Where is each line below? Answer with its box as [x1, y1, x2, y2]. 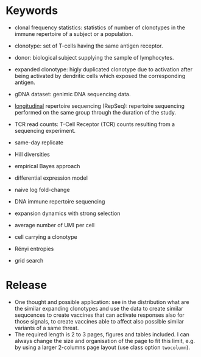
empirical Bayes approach [14, 162, 80, 169]
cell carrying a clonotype [14, 233, 77, 241]
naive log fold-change [14, 186, 71, 193]
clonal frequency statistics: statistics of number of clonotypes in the [14, 24, 186, 31]
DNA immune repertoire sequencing [14, 197, 105, 205]
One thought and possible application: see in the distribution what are [14, 298, 189, 305]
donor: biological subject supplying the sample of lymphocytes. [14, 54, 174, 61]
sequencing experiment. [14, 127, 76, 134]
